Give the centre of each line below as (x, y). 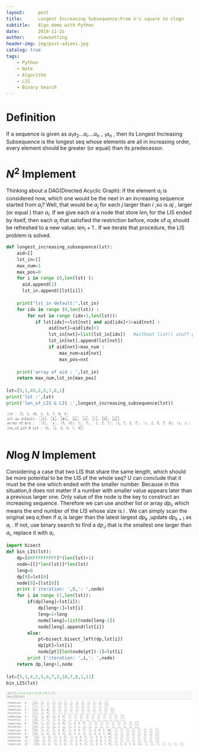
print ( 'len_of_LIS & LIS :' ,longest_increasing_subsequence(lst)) (90, 403)
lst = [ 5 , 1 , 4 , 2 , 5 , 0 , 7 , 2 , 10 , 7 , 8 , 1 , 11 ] (50, 677)
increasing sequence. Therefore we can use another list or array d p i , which (98, 504)
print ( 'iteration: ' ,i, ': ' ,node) (71, 658)
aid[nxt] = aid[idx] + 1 (74, 328)
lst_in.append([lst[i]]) (52, 291)
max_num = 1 (29, 266)
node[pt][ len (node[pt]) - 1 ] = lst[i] (80, 652)
